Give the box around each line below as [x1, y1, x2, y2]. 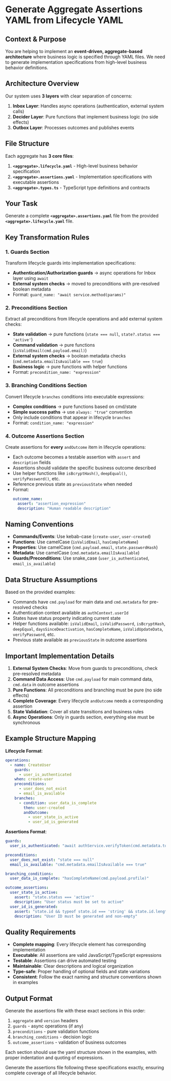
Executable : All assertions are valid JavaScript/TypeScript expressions [12, 952, 162, 958]
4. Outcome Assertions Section [5, 433, 84, 440]
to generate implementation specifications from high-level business [5, 59, 147, 65]
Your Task [5, 199, 38, 208]
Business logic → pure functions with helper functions [12, 364, 127, 370]
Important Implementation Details [5, 652, 115, 660]
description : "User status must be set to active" [14, 899, 124, 904]
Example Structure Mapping [5, 734, 96, 743]
